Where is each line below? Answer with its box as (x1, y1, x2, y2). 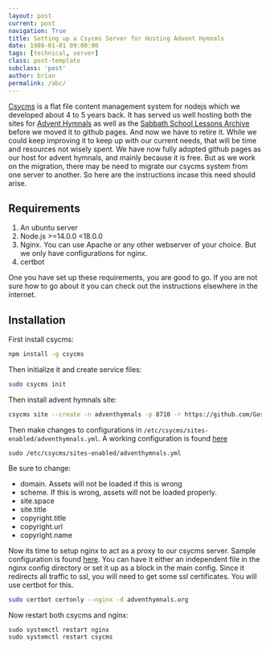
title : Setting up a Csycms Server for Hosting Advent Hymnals (8, 34, 225, 43)
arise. (8, 178, 27, 188)
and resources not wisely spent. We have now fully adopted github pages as (8, 144, 261, 154)
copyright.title (19, 513, 67, 523)
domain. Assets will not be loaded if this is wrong (19, 478, 182, 488)
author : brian (8, 72, 56, 80)
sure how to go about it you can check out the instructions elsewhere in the (8, 281, 259, 291)
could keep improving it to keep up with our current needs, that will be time (8, 135, 257, 145)
